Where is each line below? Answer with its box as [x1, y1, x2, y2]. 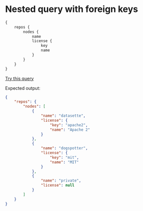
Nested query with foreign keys [5, 3, 139, 15]
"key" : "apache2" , [49, 122, 88, 128]
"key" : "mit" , [49, 155, 79, 160]
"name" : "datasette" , [40, 113, 86, 118]
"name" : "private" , [40, 178, 81, 183]
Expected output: [5, 85, 41, 91]
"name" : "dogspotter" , [40, 146, 88, 151]
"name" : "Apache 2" [49, 127, 91, 132]
